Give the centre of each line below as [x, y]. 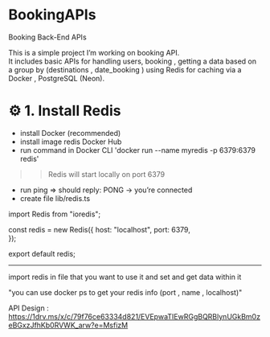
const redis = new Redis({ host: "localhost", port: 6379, [99, 229]
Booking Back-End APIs [47, 37]
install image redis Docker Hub [71, 142]
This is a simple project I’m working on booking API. [94, 52]
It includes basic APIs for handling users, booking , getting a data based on [133, 61]
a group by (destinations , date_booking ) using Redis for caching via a [125, 69]
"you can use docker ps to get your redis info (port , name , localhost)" [125, 292]
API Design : [29, 308]
